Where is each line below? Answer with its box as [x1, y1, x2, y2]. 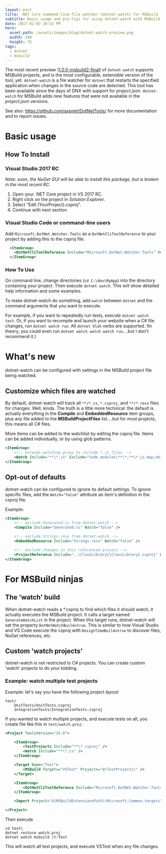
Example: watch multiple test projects [5, 678, 98, 685]
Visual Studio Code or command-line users [5, 219, 111, 226]
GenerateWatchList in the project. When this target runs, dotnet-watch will [5, 617, 155, 623]
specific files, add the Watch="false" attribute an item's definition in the [5, 491, 150, 498]
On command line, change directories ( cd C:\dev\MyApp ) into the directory [5, 278, 156, 284]
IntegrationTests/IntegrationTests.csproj [14, 707, 103, 712]
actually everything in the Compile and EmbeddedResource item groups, [5, 410, 155, 416]
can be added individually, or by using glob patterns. [5, 436, 112, 442]
